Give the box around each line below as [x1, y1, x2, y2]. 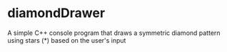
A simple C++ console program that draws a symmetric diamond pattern [7, 28, 221, 37]
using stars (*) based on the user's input [7, 36, 126, 44]
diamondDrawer [7, 5, 106, 21]
